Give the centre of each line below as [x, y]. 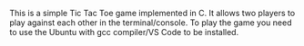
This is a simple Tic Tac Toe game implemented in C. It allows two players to [152, 13]
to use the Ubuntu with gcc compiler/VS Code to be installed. [124, 32]
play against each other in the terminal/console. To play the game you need [151, 23]
